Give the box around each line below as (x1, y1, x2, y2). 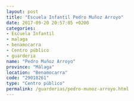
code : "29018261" (6, 75, 49, 81)
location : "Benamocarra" (6, 70, 68, 75)
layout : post (6, 8, 39, 15)
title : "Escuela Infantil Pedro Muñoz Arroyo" (6, 14, 124, 20)
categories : (6, 25, 36, 31)
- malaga (6, 36, 28, 42)
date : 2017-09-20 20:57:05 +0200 (6, 20, 89, 26)
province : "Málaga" (6, 64, 55, 70)
